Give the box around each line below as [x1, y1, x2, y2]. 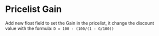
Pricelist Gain [5, 3, 62, 15]
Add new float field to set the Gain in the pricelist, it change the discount [5, 20, 154, 26]
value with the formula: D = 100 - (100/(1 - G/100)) [5, 25, 114, 31]
